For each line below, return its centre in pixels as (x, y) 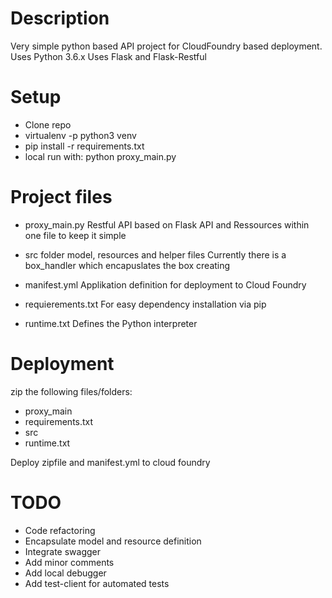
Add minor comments (69, 562)
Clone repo (48, 124)
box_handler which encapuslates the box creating (127, 265)
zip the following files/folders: (71, 391)
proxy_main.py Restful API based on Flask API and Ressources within (167, 224)
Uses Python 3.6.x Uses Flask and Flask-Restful (108, 56)
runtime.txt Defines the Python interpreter (111, 323)
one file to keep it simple (75, 235)
